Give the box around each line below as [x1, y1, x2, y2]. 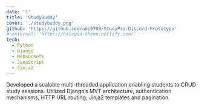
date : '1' [6, 8, 31, 15]
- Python [11, 43, 34, 49]
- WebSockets [11, 53, 45, 60]
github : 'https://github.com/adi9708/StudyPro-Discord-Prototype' [6, 25, 177, 32]
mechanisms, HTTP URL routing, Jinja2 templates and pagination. [6, 94, 171, 101]
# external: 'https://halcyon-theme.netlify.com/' [6, 31, 137, 37]
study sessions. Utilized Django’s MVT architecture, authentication [6, 88, 172, 95]
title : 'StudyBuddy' [6, 14, 59, 20]
